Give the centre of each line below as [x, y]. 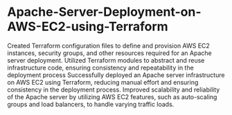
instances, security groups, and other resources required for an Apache [110, 53]
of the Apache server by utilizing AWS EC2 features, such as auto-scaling [112, 96]
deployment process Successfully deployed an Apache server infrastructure [116, 75]
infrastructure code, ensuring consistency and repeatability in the [100, 67]
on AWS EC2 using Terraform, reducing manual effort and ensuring [103, 82]
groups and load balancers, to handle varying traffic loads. [91, 104]
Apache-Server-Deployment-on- [104, 12]
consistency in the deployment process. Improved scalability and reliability [114, 90]
